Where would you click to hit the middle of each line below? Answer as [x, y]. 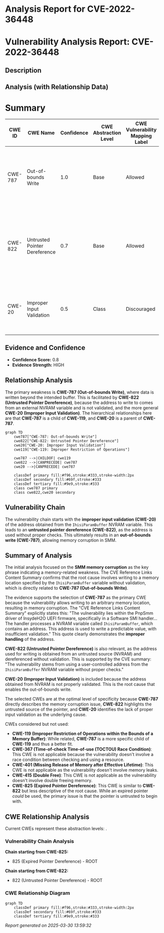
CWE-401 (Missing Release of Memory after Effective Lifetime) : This [83, 765]
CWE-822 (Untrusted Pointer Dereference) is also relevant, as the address [81, 649]
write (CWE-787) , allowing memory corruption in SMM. [61, 540]
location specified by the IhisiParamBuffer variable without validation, [76, 583]
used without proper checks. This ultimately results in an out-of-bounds [78, 535]
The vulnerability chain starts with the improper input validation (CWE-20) [81, 519]
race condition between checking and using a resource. [68, 760]
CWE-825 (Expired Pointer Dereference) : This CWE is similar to [77, 786]
